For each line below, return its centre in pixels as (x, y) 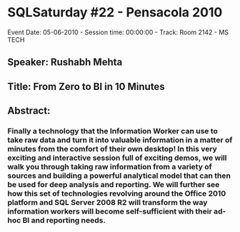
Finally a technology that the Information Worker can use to (112, 131)
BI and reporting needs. (64, 221)
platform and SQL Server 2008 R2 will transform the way (107, 203)
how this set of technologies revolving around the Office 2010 (117, 193)
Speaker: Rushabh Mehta (65, 62)
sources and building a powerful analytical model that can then (119, 176)
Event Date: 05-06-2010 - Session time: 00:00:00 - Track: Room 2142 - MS (118, 32)
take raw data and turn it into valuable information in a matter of (120, 140)
